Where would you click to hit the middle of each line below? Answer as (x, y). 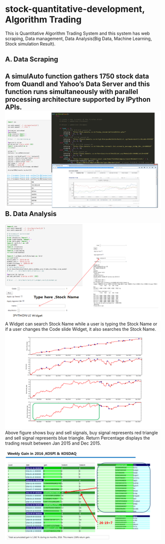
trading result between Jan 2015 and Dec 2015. (53, 443)
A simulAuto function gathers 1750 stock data (77, 76)
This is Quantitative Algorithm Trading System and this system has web (78, 33)
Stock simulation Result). (30, 44)
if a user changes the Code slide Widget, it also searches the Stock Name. (81, 329)
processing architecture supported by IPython (78, 99)
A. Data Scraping (32, 60)
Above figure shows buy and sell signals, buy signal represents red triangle (82, 433)
